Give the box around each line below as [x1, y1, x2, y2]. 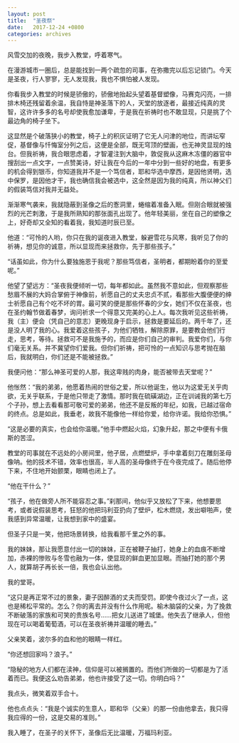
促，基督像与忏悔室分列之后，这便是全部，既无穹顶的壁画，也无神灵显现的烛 [7, 140, 232, 150]
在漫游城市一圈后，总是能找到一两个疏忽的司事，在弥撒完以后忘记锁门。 [7, 66, 219, 75]
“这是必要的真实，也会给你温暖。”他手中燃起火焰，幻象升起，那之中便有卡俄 [7, 425, 228, 433]
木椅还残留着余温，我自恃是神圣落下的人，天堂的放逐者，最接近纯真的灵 [13, 99, 225, 108]
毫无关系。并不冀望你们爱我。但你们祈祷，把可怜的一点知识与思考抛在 [13, 343, 219, 353]
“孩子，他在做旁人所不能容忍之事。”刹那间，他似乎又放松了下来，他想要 [7, 497, 216, 506]
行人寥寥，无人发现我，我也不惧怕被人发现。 [31, 75, 164, 83]
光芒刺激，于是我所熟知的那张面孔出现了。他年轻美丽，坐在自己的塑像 [19, 209, 225, 218]
